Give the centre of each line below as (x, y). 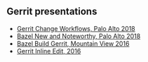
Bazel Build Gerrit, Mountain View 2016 (73, 43)
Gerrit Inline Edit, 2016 (49, 51)
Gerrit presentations (52, 12)
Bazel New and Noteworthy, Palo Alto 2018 (79, 36)
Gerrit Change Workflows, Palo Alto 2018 (76, 28)
